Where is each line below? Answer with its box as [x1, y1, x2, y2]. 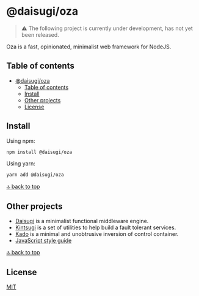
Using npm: [6, 137, 35, 145]
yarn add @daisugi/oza [6, 172, 64, 178]
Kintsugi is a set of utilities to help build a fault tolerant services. [15, 224, 176, 231]
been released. [21, 31, 59, 38]
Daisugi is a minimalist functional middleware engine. [15, 218, 149, 225]
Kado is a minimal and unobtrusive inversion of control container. [15, 230, 179, 238]
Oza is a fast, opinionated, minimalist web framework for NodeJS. [6, 43, 172, 50]
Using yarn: [6, 160, 35, 167]
